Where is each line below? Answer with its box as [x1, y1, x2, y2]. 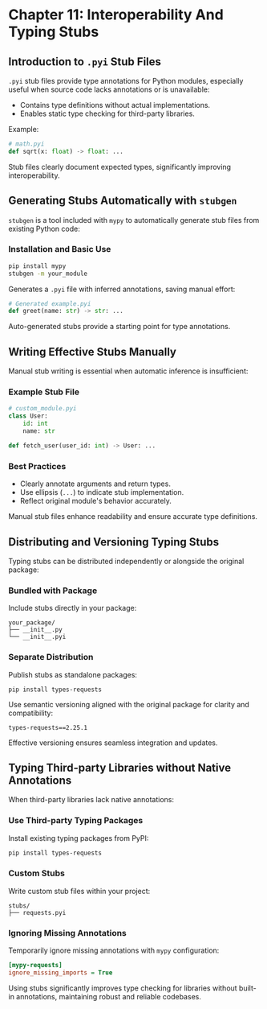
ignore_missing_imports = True [8, 969, 113, 977]
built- [239, 983, 257, 993]
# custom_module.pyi [8, 405, 78, 413]
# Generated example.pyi [8, 299, 91, 307]
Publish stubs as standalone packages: [8, 669, 138, 679]
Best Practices [8, 460, 67, 472]
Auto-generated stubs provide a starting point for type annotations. [8, 322, 231, 332]
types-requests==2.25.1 [8, 723, 88, 731]
